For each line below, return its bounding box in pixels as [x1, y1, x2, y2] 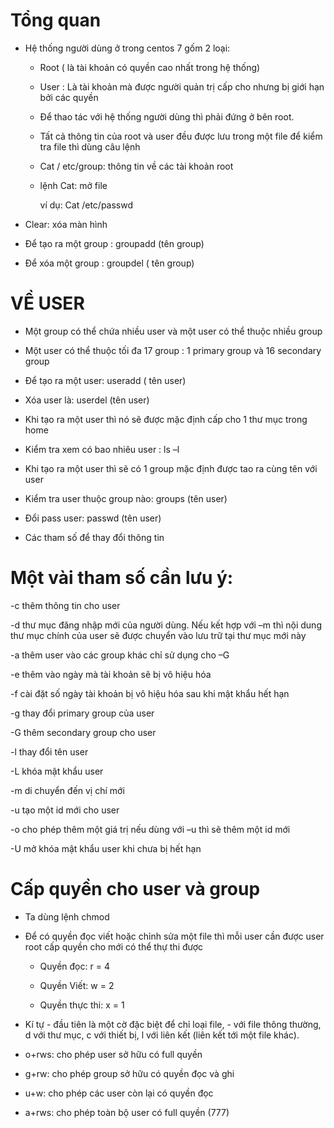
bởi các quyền [39, 91, 99, 103]
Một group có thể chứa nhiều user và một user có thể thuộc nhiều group [24, 325, 323, 337]
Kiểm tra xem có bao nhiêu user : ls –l [24, 443, 180, 455]
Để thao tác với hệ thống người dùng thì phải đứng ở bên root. [39, 110, 295, 123]
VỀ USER [10, 292, 85, 315]
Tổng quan [10, 9, 102, 32]
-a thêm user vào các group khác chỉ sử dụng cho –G [10, 649, 230, 661]
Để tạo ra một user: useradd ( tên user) [24, 374, 187, 386]
